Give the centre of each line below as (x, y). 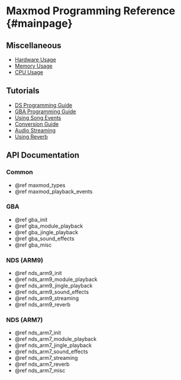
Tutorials (23, 91)
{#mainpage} (39, 23)
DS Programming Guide (43, 105)
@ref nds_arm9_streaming (46, 298)
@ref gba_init (31, 219)
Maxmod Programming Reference (91, 11)
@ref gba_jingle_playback (46, 232)
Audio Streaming (35, 130)
